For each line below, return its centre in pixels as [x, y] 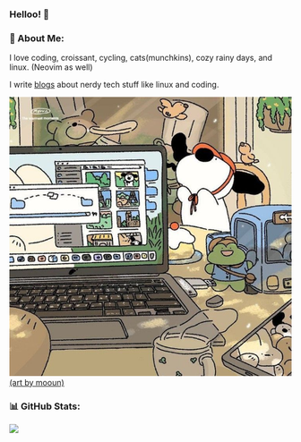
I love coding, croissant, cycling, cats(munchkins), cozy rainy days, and [141, 58]
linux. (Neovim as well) [51, 67]
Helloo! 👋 [30, 14]
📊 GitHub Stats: [45, 406]
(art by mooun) [37, 382]
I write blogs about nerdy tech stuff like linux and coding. [114, 85]
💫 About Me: [37, 38]
